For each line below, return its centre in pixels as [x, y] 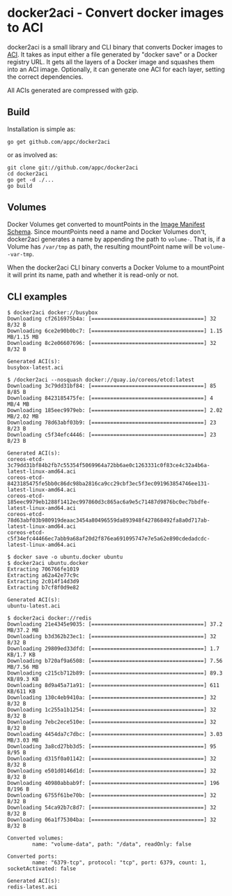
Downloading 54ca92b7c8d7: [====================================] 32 [112, 808]
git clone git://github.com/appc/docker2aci [73, 168]
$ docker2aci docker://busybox [53, 313]
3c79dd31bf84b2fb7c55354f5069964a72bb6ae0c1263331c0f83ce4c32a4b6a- [109, 466]
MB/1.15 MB [23, 337]
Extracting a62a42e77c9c [43, 575]
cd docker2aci [28, 174]
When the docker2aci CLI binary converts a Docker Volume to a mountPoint [116, 267]
